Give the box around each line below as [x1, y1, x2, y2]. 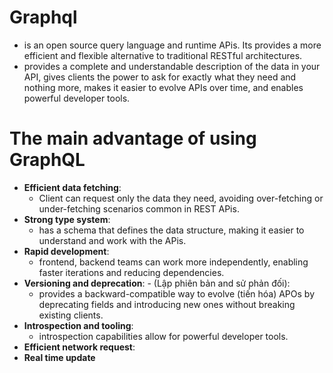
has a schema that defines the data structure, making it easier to [38, 224, 305, 236]
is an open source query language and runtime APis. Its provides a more [23, 39, 322, 51]
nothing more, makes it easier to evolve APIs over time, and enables [23, 81, 304, 93]
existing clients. [38, 309, 104, 321]
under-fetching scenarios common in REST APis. [38, 202, 240, 215]
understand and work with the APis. [38, 234, 187, 246]
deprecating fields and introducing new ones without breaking [38, 298, 296, 310]
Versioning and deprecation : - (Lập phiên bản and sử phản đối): [23, 277, 291, 289]
